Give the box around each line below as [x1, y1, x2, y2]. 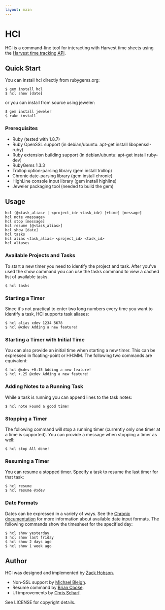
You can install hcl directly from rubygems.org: [5, 77, 100, 83]
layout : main [5, 7, 32, 12]
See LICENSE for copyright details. [5, 599, 76, 606]
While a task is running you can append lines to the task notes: [5, 394, 132, 400]
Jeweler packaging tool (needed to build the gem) [12, 183, 114, 189]
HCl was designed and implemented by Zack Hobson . [5, 570, 114, 576]
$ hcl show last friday [5, 535, 54, 540]
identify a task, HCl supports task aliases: [5, 311, 90, 317]
